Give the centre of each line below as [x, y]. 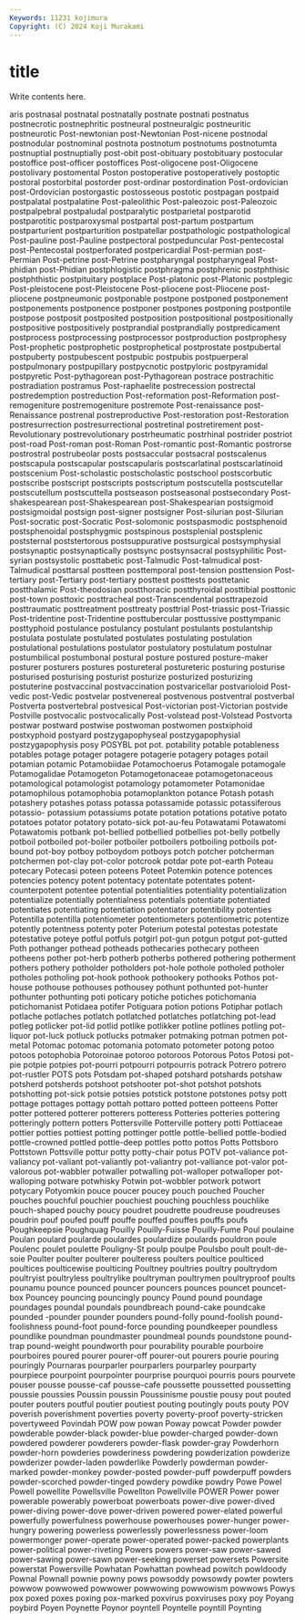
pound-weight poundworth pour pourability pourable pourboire [145, 1346]
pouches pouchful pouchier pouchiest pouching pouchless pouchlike [139, 1200]
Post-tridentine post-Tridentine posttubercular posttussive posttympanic [145, 619]
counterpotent [36, 890]
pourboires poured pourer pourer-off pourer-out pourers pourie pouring [144, 1355]
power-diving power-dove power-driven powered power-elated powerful [146, 1511]
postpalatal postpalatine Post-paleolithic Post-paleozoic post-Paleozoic [143, 202]
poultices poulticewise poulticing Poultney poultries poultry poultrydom [143, 1269]
